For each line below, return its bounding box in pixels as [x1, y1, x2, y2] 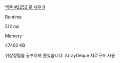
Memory [5, 33, 22, 39]
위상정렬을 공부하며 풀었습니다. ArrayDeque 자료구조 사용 [5, 53, 116, 58]
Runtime [5, 14, 22, 20]
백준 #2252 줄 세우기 [5, 4, 45, 10]
